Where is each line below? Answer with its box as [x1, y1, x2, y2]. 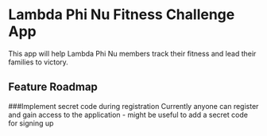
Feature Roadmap [8, 80, 98, 94]
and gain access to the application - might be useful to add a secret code [8, 110, 249, 119]
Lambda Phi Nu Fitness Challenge [8, 6, 235, 24]
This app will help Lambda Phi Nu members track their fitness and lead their [8, 49, 257, 58]
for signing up [8, 118, 54, 128]
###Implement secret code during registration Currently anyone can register [8, 101, 259, 111]
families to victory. [8, 57, 69, 67]
